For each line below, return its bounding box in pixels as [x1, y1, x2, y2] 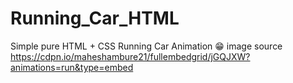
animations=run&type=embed [10, 61, 134, 73]
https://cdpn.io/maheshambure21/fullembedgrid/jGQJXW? [10, 50, 251, 62]
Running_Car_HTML [10, 7, 180, 30]
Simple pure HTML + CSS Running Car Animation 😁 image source [10, 40, 283, 52]
